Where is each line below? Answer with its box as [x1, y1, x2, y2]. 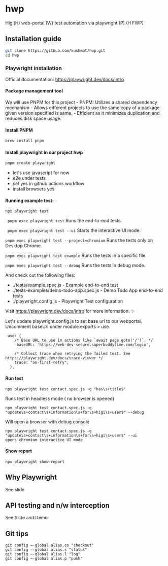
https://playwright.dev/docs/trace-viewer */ [5, 356, 103, 361]
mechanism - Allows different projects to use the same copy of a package [5, 105, 160, 111]
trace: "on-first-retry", [14, 360, 70, 365]
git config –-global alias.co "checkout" [5, 543, 94, 548]
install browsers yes [12, 186, 55, 192]
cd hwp [5, 53, 19, 58]
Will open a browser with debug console [5, 418, 90, 424]
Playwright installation [5, 64, 62, 72]
